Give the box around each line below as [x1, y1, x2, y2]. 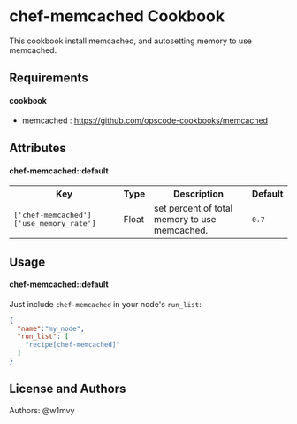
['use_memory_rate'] [13, 219, 96, 228]
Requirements [9, 71, 88, 86]
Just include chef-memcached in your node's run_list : [9, 298, 202, 309]
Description [173, 188, 224, 200]
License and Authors [9, 382, 126, 397]
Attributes [9, 140, 66, 156]
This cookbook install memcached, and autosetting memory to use [9, 35, 252, 46]
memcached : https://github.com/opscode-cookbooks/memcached [21, 115, 268, 126]
